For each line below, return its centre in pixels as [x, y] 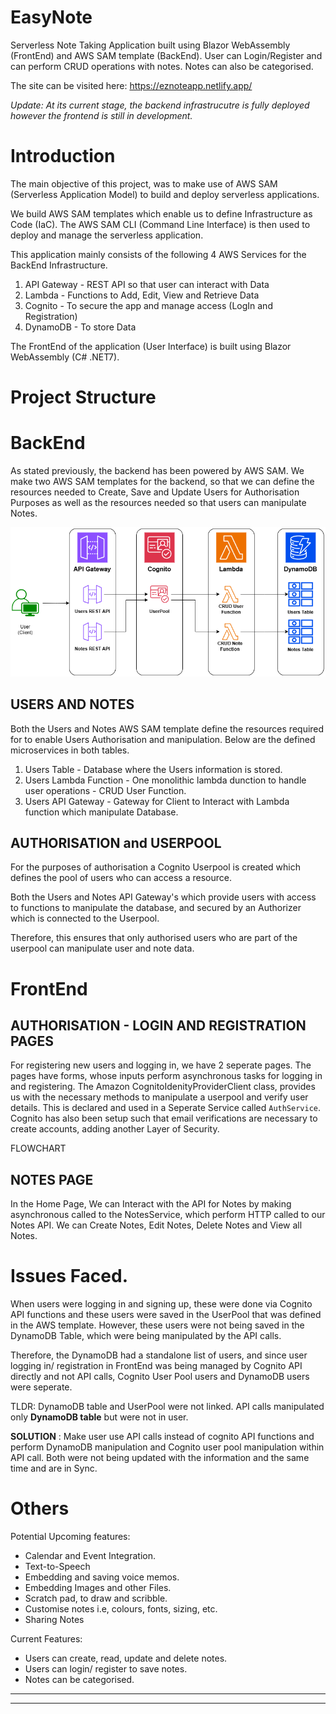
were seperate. [41, 1387]
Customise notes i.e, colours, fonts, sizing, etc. [121, 1609]
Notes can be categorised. [79, 1680]
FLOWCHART [38, 1148]
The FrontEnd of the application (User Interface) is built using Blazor [151, 346]
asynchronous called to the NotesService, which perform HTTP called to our [168, 1215]
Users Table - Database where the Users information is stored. [153, 769]
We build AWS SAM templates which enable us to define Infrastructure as [161, 213]
